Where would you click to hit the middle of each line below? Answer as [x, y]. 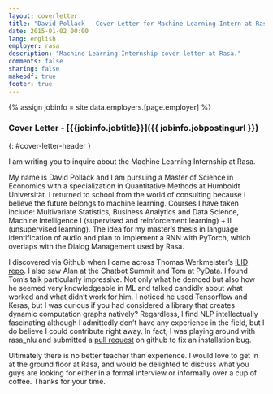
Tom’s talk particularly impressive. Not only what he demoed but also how [132, 279]
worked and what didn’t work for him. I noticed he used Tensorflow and [128, 297]
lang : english [32, 39]
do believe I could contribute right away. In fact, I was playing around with [132, 331]
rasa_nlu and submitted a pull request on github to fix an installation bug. [130, 340]
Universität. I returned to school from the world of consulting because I [127, 194]
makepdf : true [32, 76]
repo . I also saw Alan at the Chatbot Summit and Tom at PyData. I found [128, 271]
